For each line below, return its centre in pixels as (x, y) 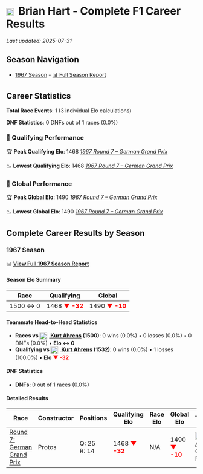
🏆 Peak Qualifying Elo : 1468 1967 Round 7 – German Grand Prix (87, 151)
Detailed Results (27, 398)
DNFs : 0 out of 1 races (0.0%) (52, 385)
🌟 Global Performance (39, 184)
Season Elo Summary (34, 280)
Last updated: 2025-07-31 (39, 41)
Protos (47, 447)
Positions (93, 418)
